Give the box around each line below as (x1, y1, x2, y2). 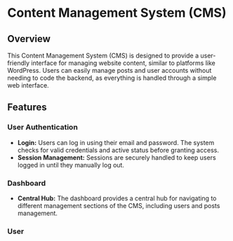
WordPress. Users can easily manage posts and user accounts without (7, 67, 212, 74)
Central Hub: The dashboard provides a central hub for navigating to (17, 194, 217, 202)
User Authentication (7, 123, 79, 132)
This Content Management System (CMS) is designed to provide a (7, 51, 199, 60)
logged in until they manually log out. (17, 160, 125, 169)
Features (7, 102, 47, 113)
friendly (7, 59, 30, 67)
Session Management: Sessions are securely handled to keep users (17, 153, 216, 162)
